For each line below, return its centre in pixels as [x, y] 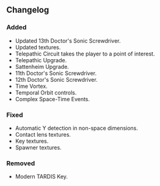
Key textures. [32, 141]
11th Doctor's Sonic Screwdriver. [56, 73]
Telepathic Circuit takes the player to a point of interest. [85, 54]
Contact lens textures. [43, 134]
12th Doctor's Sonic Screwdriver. [56, 79]
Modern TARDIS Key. [42, 177]
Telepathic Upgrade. [41, 60]
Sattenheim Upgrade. [42, 66]
